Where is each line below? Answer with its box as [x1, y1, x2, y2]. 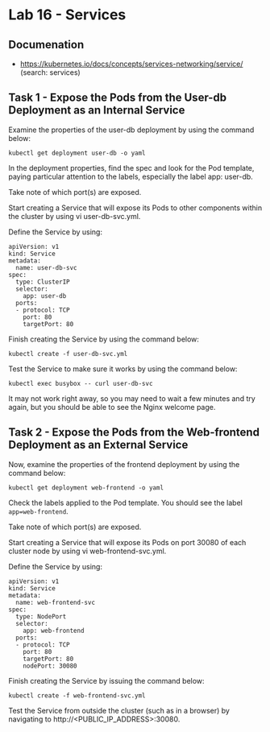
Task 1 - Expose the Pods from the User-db [8, 91, 227, 105]
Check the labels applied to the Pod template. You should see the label [8, 498, 243, 507]
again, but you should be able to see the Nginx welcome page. [8, 402, 216, 411]
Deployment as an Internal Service [8, 103, 185, 118]
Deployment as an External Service [8, 438, 189, 452]
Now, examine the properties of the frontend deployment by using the [8, 459, 240, 469]
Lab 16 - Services [8, 6, 127, 24]
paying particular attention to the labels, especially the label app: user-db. [8, 172, 254, 181]
